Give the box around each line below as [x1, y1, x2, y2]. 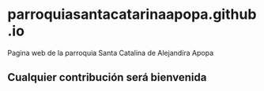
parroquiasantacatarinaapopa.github [7, 5, 257, 24]
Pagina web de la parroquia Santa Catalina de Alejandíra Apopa [7, 48, 214, 57]
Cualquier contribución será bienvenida [7, 71, 207, 84]
